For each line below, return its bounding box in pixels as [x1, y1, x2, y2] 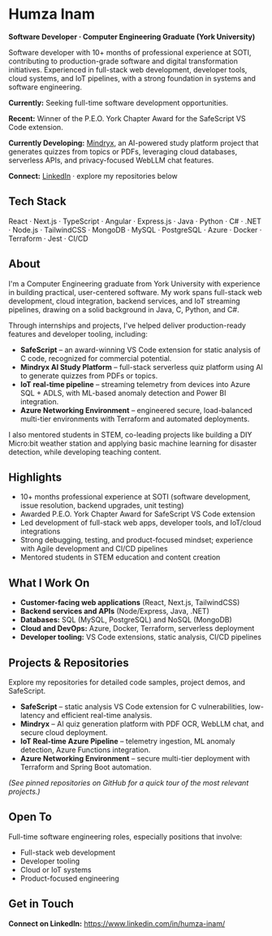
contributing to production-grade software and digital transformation [8, 56, 238, 66]
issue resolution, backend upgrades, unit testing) [19, 501, 184, 511]
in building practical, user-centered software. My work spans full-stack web [8, 287, 262, 297]
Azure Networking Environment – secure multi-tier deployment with [19, 754, 250, 763]
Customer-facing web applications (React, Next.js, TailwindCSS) [19, 598, 240, 607]
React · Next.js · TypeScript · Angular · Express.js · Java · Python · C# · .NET [8, 216, 261, 226]
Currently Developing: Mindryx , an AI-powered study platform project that [8, 137, 259, 147]
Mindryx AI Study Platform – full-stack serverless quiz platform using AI [19, 362, 264, 372]
